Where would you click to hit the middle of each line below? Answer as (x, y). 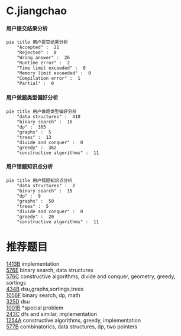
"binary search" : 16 (45, 122)
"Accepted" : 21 (38, 48)
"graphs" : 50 (35, 201)
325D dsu (18, 301)
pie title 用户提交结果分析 (37, 43)
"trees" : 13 (34, 137)
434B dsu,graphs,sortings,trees (45, 289)
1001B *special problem (35, 308)
